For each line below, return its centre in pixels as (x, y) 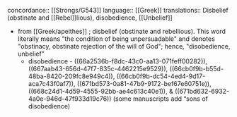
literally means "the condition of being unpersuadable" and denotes (116, 39)
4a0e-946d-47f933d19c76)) (70, 99)
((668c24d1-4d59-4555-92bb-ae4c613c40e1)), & (100, 91)
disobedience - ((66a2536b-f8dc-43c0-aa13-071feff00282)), (117, 61)
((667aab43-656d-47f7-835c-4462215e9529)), (98, 69)
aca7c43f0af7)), (52, 84)
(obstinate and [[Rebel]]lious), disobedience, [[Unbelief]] (90, 18)
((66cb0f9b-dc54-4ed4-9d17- (161, 76)
